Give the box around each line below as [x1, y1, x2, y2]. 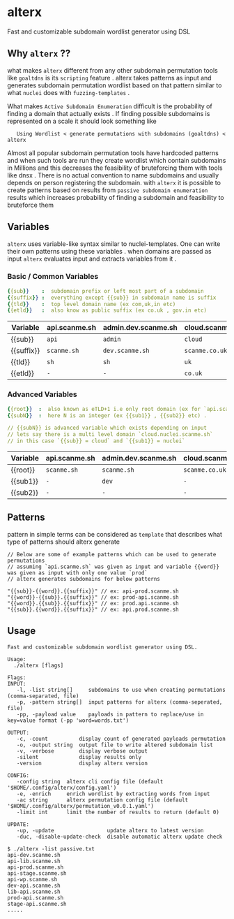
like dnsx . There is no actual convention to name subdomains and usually [7, 171, 219, 179]
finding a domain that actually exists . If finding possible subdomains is [7, 109, 210, 117]
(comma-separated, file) [7, 693, 79, 700]
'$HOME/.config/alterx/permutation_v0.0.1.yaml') [7, 802, 155, 809]
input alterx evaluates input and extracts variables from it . [7, 254, 177, 263]
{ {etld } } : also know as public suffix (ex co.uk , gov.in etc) [7, 307, 208, 314]
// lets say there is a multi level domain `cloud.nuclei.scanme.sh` [7, 431, 214, 438]
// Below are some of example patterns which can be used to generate [7, 551, 217, 558]
